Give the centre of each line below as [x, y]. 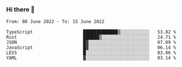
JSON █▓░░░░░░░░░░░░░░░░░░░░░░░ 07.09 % [91, 43]
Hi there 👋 [21, 9]
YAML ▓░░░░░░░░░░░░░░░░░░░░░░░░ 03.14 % [91, 58]
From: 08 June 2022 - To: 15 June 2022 [55, 22]
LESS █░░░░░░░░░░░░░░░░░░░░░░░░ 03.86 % [91, 53]
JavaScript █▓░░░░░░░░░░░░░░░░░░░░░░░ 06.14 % [91, 48]
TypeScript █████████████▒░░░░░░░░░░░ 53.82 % [91, 32]
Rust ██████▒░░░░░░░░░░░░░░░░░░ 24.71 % [91, 37]
